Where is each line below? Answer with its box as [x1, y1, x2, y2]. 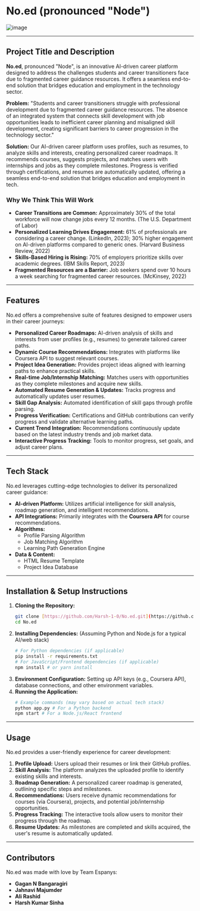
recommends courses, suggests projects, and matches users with [6, 155, 168, 162]
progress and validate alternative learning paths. [14, 418, 134, 425]
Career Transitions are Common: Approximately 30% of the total [14, 209, 176, 217]
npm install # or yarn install [14, 664, 93, 671]
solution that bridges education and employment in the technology [17, 82, 180, 89]
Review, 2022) [14, 248, 51, 255]
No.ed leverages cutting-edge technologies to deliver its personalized [6, 482, 177, 489]
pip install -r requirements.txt [14, 653, 98, 660]
